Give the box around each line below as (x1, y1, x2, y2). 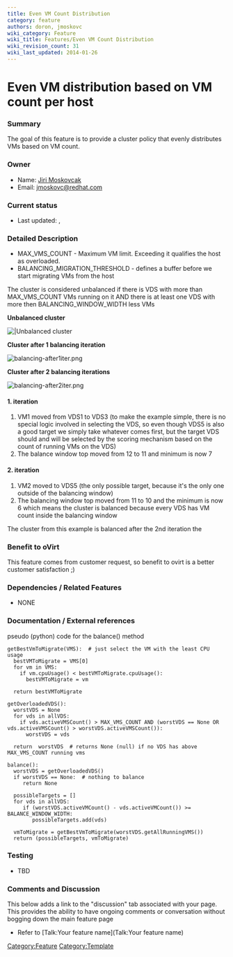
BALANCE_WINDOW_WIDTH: (7, 810, 73, 817)
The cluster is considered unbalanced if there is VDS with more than (7, 285, 203, 294)
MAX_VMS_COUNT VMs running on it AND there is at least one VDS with (7, 292, 216, 301)
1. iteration (7, 397, 38, 406)
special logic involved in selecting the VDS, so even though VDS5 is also (17, 420, 225, 429)
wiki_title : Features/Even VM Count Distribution (7, 36, 154, 43)
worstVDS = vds (25, 731, 70, 738)
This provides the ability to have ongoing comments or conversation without (7, 907, 225, 916)
